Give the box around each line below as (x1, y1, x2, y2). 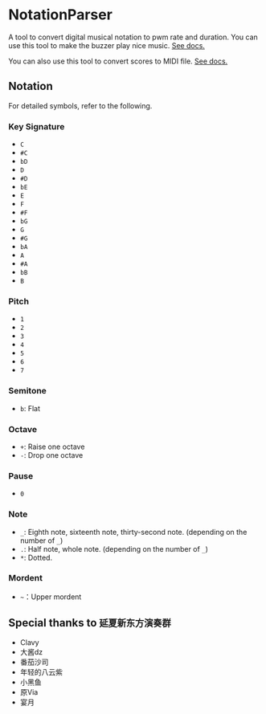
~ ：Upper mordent (19, 592, 82, 602)
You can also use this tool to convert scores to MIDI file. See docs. (8, 56, 228, 66)
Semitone (8, 386, 47, 397)
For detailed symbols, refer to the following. (8, 100, 153, 110)
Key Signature (8, 120, 65, 132)
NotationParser (8, 6, 113, 24)
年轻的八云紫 (19, 667, 63, 676)
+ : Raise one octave (19, 442, 85, 451)
